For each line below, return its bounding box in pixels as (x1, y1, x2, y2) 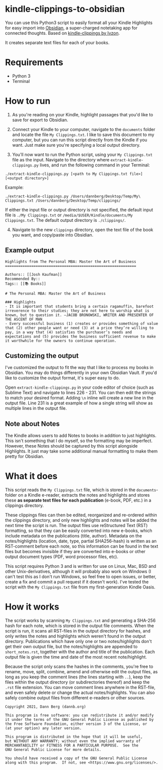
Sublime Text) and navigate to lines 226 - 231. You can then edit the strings (5, 390, 156, 396)
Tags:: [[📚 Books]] (5, 281, 46, 286)
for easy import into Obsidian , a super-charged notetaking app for (5, 25, 138, 30)
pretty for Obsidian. (5, 453, 44, 459)
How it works (5, 601, 60, 612)
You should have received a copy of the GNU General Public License (5, 756, 147, 761)
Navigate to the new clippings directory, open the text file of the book (12, 227, 154, 233)
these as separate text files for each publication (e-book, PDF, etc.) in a (5, 497, 151, 504)
